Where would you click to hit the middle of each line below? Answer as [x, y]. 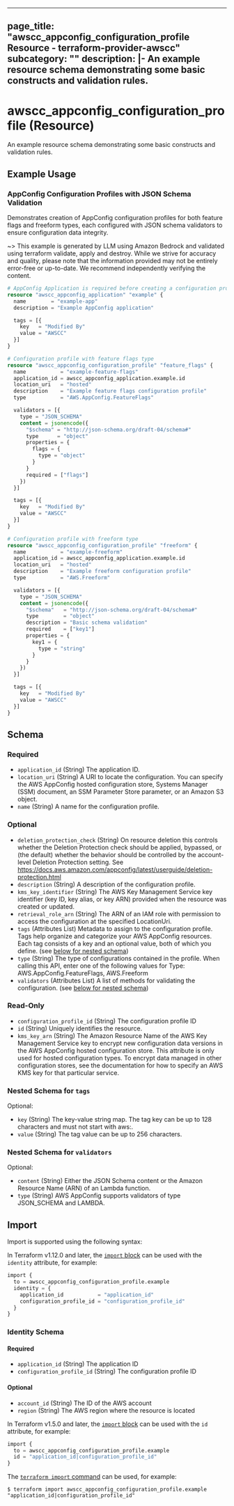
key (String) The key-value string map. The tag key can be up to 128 [115, 1120]
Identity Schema [36, 1332]
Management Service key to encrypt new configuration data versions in [120, 1043]
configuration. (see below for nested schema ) [83, 988]
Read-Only [26, 1005]
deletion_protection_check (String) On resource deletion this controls [117, 840]
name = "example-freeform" [68, 552]
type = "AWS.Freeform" [62, 578]
